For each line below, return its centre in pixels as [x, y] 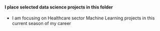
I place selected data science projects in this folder [59, 7]
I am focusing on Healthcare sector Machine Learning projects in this [83, 18]
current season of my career [41, 23]
